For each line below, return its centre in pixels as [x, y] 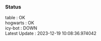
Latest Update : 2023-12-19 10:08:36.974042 [51, 34]
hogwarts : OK [20, 23]
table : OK [15, 18]
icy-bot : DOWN [21, 28]
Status [13, 7]
